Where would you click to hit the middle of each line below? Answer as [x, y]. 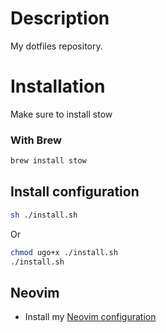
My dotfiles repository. [56, 46]
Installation [58, 86]
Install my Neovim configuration [90, 317]
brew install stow [48, 161]
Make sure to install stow [61, 114]
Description [60, 18]
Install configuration [75, 192]
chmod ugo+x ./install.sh [64, 252]
